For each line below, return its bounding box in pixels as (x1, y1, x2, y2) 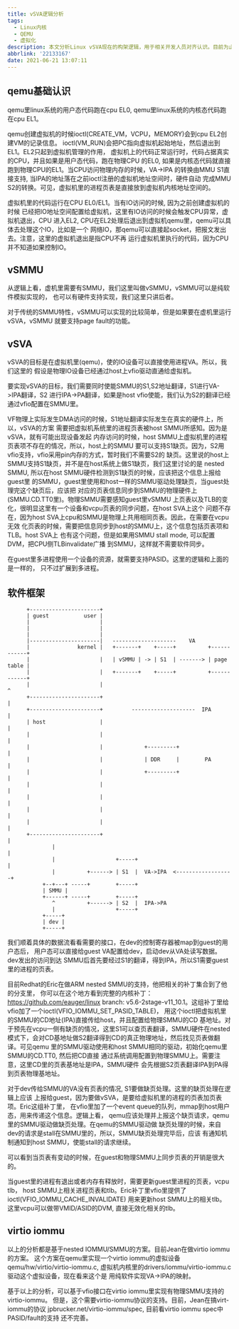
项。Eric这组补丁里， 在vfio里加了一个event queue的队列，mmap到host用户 (7, 1102, 230, 1111)
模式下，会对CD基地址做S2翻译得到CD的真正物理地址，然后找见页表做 (7, 1034, 215, 1042)
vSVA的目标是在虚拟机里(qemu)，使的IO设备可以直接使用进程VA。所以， (7, 358, 221, 366)
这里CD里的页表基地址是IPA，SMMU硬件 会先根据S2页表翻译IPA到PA (19, 1061, 223, 1068)
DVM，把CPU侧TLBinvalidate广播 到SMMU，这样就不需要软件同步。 (7, 540, 208, 548)
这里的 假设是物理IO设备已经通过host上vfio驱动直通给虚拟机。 (13, 367, 196, 375)
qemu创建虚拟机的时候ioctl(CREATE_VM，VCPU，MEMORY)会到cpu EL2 (7, 129, 221, 138)
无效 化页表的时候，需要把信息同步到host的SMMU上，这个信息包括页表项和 (7, 522, 229, 530)
